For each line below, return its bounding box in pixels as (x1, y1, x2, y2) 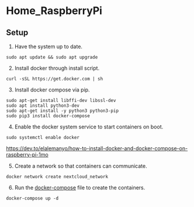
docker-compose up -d (6, 195, 59, 201)
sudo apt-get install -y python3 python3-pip (6, 108, 119, 114)
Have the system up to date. (14, 43, 83, 50)
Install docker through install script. (14, 65, 100, 72)
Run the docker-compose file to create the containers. (14, 184, 145, 191)
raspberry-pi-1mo (6, 151, 49, 158)
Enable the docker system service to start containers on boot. (14, 123, 164, 130)
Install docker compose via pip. (14, 86, 90, 93)
